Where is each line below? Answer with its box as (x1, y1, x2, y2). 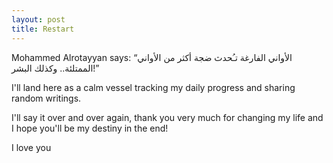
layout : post (11, 14, 66, 25)
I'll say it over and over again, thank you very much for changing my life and (11, 111, 324, 123)
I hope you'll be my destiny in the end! (11, 122, 169, 134)
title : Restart (11, 24, 75, 34)
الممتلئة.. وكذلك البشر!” (11, 62, 100, 74)
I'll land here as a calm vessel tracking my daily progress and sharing (11, 81, 296, 93)
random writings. (11, 92, 82, 104)
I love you (11, 141, 52, 153)
